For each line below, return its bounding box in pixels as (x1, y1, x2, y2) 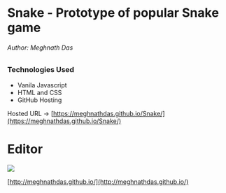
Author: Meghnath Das (7, 43, 73, 52)
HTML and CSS (17, 88, 62, 96)
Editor (7, 141, 43, 157)
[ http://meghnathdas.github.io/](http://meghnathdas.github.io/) (7, 177, 189, 186)
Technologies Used (7, 65, 75, 75)
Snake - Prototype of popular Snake (7, 5, 219, 21)
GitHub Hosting (17, 96, 62, 104)
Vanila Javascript (17, 80, 68, 89)
